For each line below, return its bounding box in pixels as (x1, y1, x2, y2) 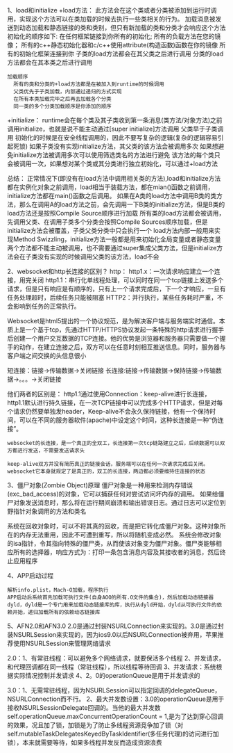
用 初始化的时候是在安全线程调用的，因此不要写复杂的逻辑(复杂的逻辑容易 (7, 133, 218, 141)
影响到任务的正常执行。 (12, 302, 80, 310)
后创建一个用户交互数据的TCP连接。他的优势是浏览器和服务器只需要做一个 (7, 334, 220, 342)
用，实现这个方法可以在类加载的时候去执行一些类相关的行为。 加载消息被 (7, 15, 216, 23)
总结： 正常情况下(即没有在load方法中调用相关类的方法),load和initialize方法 (7, 175, 221, 182)
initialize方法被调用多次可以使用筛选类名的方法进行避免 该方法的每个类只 (12, 151, 221, 159)
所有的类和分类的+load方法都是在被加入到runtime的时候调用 (13, 81, 164, 88)
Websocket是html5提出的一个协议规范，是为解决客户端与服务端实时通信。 (7, 317, 220, 325)
